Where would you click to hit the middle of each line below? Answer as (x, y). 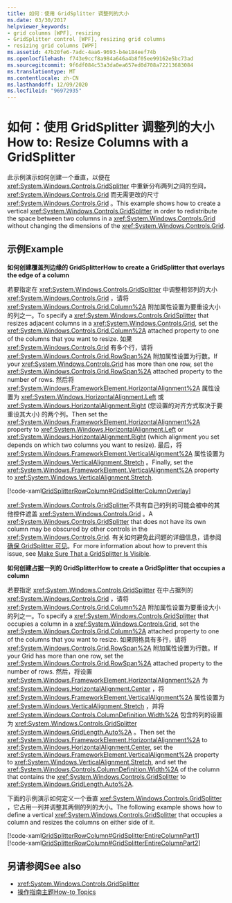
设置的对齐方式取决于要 (189, 405)
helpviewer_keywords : (38, 26)
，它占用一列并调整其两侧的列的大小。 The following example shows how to (115, 807)
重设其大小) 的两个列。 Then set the (57, 414)
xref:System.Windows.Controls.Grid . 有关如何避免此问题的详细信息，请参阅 (114, 537)
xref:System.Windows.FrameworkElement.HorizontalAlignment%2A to (107, 739)
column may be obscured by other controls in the (78, 529)
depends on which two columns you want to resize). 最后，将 (95, 445)
